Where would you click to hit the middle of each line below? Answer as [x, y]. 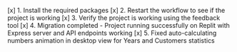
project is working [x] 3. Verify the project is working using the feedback [114, 18]
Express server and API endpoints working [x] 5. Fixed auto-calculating [112, 33]
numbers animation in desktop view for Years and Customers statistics [111, 41]
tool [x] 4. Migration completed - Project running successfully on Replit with [119, 25]
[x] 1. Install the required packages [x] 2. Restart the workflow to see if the [116, 10]
